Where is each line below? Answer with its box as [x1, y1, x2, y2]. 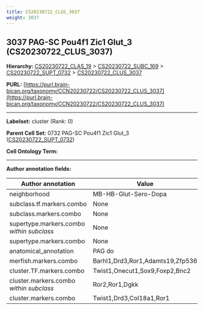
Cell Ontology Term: [6, 148, 58, 155]
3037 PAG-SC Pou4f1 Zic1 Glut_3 [6, 37, 132, 47]
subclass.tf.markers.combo [9, 200, 87, 208]
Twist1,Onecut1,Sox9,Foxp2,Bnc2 [92, 267, 191, 275]
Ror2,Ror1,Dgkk [92, 280, 138, 289]
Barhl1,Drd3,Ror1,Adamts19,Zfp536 [92, 257, 198, 265]
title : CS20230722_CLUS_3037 [6, 9, 80, 15]
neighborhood [9, 190, 50, 198]
